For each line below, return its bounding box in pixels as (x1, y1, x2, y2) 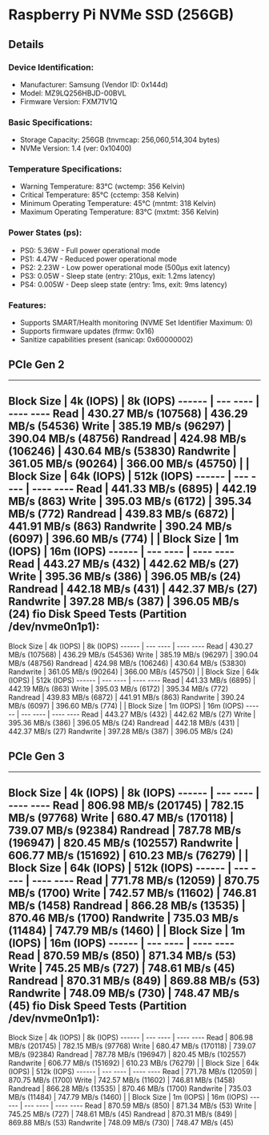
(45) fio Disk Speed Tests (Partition (8, 999, 187, 1012)
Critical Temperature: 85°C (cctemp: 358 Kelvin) (19, 190, 179, 200)
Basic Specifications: (8, 116, 93, 127)
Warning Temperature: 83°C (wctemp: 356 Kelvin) (19, 182, 186, 192)
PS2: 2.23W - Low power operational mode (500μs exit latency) (19, 262, 231, 272)
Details (8, 38, 44, 51)
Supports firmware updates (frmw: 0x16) (19, 326, 155, 336)
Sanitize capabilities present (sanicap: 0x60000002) (19, 335, 194, 345)
